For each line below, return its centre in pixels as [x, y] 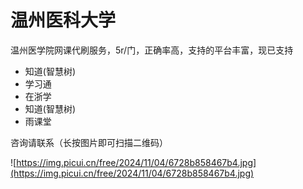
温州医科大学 [63, 20]
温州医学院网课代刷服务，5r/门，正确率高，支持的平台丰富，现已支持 [152, 50]
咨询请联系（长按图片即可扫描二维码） [89, 142]
